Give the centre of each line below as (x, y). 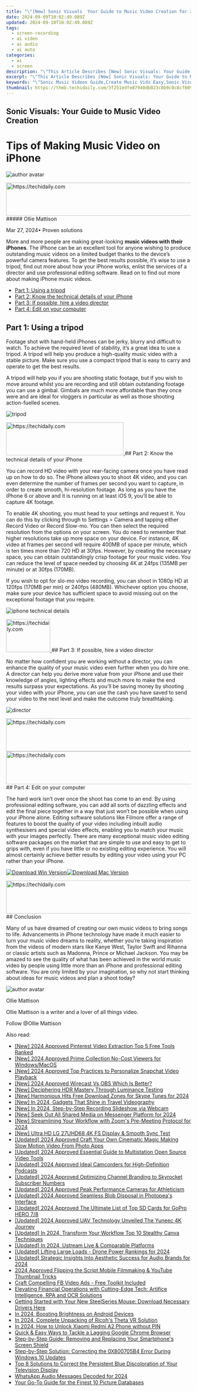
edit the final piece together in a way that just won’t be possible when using (97, 811)
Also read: (18, 1035)
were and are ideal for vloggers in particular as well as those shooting (90, 397)
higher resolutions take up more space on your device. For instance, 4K (92, 538)
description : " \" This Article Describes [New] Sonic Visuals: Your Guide (98, 72)
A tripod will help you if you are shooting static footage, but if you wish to (94, 378)
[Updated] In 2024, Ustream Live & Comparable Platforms (84, 1246)
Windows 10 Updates (40, 1358)
